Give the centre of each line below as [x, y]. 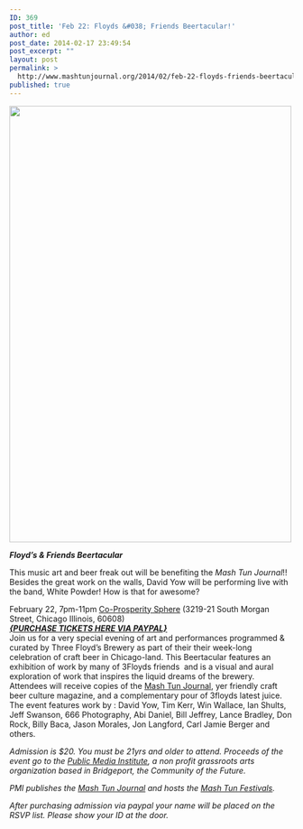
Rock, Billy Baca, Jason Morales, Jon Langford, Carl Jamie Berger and [140, 724]
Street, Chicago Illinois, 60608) [67, 619]
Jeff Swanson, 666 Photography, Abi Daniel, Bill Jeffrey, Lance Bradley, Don [151, 714]
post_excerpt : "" [42, 51]
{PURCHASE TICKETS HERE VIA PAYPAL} [88, 628]
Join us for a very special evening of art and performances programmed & [147, 638]
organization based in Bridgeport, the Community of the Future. [128, 770]
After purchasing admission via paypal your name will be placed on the [142, 806]
